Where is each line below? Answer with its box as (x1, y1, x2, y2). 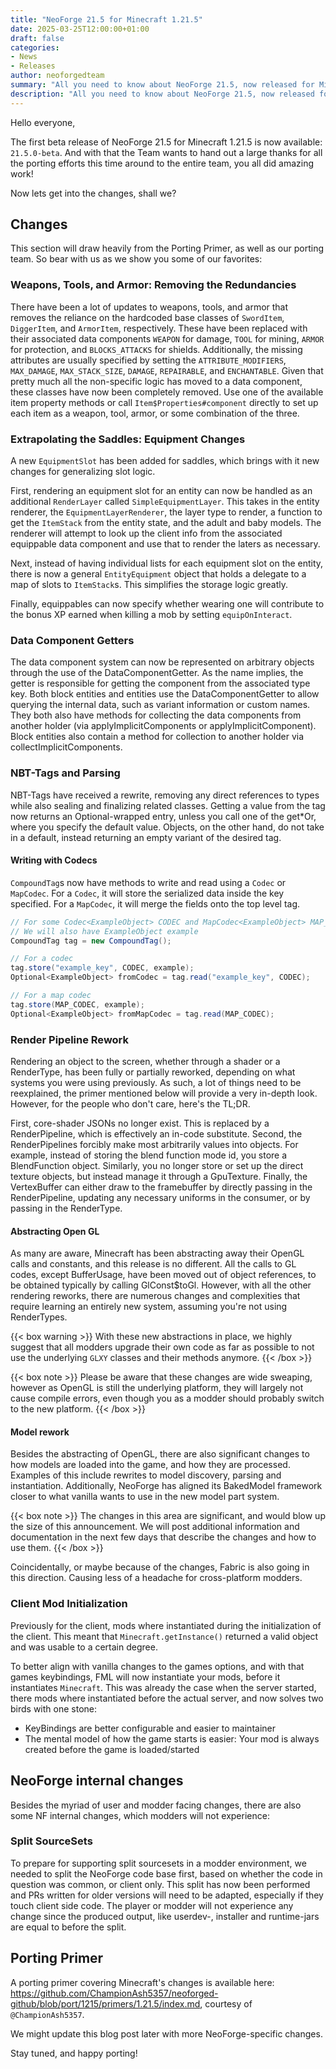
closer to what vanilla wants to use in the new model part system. (10, 1491, 280, 1503)
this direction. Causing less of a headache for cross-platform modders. (10, 1572, 303, 1584)
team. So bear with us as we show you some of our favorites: (10, 253, 263, 265)
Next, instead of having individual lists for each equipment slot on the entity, (10, 557, 324, 570)
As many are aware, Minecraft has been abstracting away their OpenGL (10, 1247, 305, 1260)
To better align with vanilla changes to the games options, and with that (10, 1660, 305, 1672)
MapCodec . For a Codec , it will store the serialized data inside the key (10, 887, 285, 899)
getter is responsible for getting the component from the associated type (10, 677, 311, 690)
